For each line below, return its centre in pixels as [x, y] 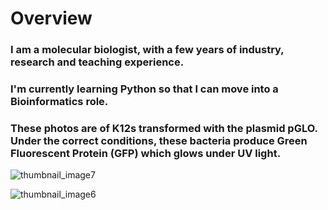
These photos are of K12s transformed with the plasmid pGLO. [164, 128]
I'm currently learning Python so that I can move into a [144, 89]
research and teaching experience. [97, 62]
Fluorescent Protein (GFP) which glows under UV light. [146, 153]
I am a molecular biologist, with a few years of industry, [147, 50]
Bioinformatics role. [59, 102]
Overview [51, 18]
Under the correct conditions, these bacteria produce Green [159, 140]
